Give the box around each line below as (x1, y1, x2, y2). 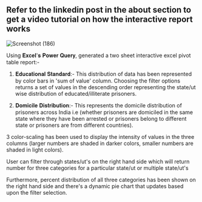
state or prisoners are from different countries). (15, 121, 133, 129)
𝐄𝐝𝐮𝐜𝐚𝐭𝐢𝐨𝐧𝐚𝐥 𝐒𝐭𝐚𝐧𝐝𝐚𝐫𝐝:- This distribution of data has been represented (15, 70, 192, 78)
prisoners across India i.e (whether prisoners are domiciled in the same (15, 109, 194, 116)
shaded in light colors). (6, 146, 64, 153)
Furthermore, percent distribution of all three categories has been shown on (6, 176, 196, 183)
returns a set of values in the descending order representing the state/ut (15, 83, 196, 90)
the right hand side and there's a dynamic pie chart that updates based (6, 182, 184, 190)
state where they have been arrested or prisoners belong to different (15, 115, 187, 122)
